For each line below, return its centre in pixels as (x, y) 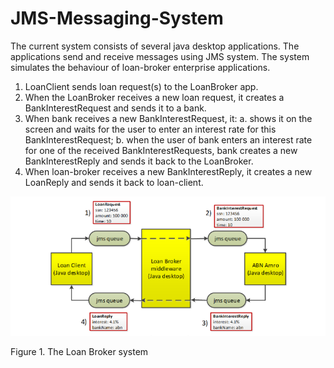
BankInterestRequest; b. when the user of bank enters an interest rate (168, 139)
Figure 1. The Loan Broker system (79, 352)
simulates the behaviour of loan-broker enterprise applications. (140, 67)
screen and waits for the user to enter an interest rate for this (150, 129)
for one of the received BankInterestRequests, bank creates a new (161, 150)
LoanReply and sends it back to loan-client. (114, 182)
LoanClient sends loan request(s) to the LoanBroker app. (141, 86)
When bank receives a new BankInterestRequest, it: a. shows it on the (168, 118)
